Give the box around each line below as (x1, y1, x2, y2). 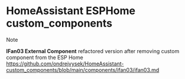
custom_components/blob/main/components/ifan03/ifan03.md (6, 66, 160, 73)
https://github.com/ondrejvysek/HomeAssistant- (6, 60, 124, 67)
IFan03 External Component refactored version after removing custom (6, 47, 180, 54)
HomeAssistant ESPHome (6, 4, 136, 18)
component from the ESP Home (6, 54, 84, 61)
